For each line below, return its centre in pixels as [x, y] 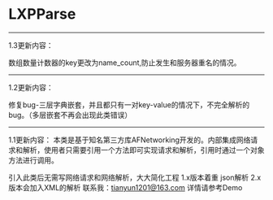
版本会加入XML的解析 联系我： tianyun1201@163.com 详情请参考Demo [126, 187]
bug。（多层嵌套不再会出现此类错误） [70, 115]
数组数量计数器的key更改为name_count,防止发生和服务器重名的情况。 [125, 63]
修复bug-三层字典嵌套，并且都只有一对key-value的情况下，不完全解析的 [129, 104]
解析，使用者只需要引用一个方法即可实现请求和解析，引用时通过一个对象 [143, 150]
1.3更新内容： [31, 45]
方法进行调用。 [33, 160]
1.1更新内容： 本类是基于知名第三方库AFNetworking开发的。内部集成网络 [130, 140]
